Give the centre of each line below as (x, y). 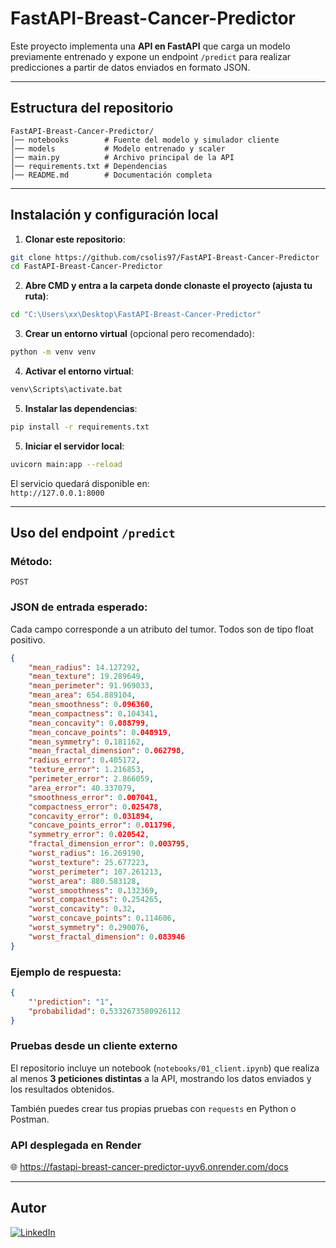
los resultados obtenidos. (62, 1089)
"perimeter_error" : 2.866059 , (91, 779)
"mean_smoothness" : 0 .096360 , (91, 705)
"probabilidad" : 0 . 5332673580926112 (105, 1011)
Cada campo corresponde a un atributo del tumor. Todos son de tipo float (162, 629)
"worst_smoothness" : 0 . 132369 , (93, 890)
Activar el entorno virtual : (79, 371)
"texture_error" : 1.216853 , (86, 770)
